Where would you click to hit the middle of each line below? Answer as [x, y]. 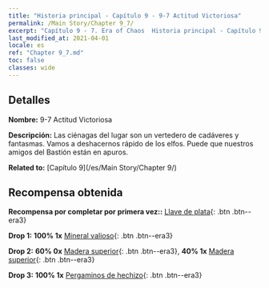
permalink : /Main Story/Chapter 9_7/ [71, 23]
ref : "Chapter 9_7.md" [46, 53]
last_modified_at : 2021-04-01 [59, 38]
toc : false [26, 61]
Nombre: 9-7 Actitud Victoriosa [60, 119]
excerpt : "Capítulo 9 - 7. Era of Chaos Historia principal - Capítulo [132, 30]
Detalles [29, 100]
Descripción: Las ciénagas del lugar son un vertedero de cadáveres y [124, 135]
